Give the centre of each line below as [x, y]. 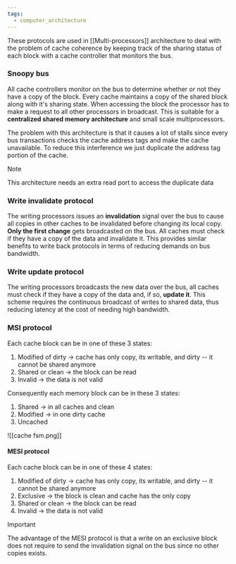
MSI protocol [30, 328]
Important [21, 524]
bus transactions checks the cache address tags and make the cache [108, 140]
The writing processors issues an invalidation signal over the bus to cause [116, 216]
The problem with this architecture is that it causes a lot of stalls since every [118, 133]
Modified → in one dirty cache [61, 414]
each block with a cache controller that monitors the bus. [90, 55]
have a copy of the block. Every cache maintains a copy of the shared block [117, 97]
